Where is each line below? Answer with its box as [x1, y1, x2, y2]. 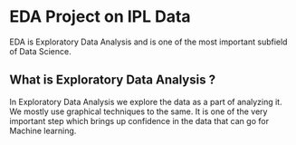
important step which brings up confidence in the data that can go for [9, 115, 270, 126]
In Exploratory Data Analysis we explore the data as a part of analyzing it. [9, 96, 282, 107]
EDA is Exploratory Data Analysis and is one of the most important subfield [9, 36, 288, 47]
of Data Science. [9, 45, 72, 56]
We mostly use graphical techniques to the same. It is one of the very [9, 106, 268, 117]
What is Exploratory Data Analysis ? [9, 72, 215, 88]
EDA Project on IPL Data [9, 6, 192, 27]
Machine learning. [9, 125, 77, 136]
